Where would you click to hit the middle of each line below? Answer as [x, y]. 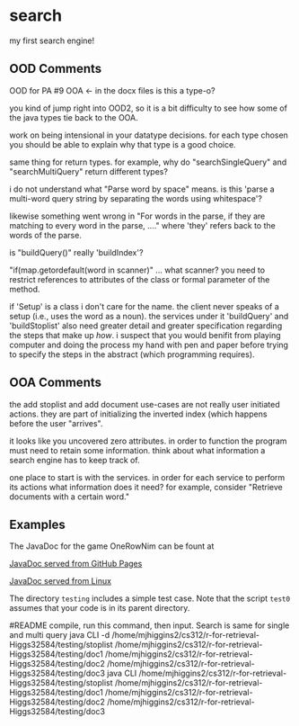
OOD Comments [56, 69]
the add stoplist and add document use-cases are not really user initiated [145, 404]
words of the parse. [46, 235]
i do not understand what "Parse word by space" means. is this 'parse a [142, 189]
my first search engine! [52, 40]
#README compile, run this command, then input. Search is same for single [149, 625]
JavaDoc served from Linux [61, 581]
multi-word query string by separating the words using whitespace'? [136, 198]
